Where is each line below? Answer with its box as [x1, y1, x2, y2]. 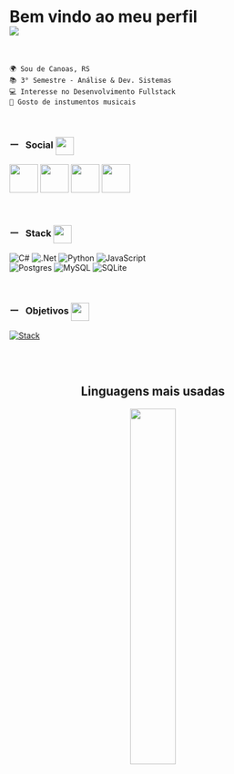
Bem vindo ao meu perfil [9, 6, 198, 27]
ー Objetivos [9, 304, 70, 317]
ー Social [9, 139, 54, 151]
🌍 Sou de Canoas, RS [9, 64, 90, 74]
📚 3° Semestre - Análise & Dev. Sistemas [9, 76, 172, 85]
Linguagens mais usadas [80, 384, 226, 399]
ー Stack [9, 227, 52, 240]
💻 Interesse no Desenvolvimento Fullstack [9, 87, 176, 97]
